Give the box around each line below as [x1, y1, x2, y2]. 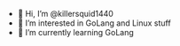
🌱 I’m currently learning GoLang [17, 27, 135, 37]
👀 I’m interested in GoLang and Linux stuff [17, 18, 171, 28]
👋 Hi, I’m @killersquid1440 [17, 9, 113, 19]
